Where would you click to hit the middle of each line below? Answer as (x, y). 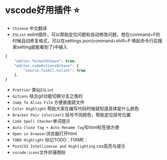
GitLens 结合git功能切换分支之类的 (48, 96)
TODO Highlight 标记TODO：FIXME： (50, 140)
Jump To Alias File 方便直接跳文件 (48, 102)
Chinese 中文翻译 (30, 28)
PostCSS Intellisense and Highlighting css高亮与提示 (69, 146)
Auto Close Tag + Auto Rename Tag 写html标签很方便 (66, 127)
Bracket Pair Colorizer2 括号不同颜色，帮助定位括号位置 (72, 115)
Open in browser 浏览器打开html (45, 133)
